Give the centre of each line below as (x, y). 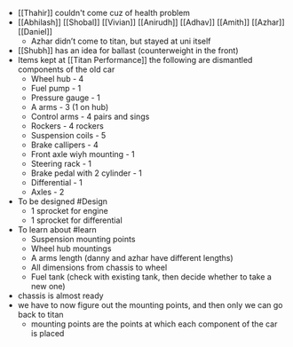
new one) (48, 286)
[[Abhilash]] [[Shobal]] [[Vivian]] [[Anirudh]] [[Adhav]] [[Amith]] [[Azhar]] (151, 22)
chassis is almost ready (60, 296)
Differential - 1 (56, 182)
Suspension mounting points (83, 239)
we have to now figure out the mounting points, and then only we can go (150, 305)
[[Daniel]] (35, 32)
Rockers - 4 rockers (67, 126)
